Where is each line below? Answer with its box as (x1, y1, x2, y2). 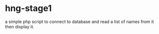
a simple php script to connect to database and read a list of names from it (5, 19, 154, 24)
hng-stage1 (5, 3, 52, 14)
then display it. (5, 23, 35, 29)
